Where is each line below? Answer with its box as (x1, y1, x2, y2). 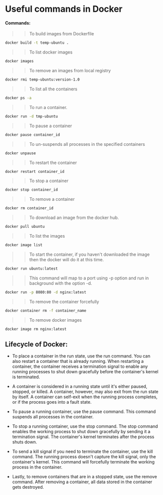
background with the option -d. (29, 280, 92, 286)
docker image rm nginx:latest (5, 327, 67, 331)
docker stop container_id (5, 188, 58, 192)
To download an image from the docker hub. (29, 215, 119, 220)
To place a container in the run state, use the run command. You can (12, 353, 151, 359)
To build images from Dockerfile (29, 31, 94, 37)
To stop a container (29, 178, 69, 184)
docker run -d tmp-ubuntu (5, 114, 58, 119)
